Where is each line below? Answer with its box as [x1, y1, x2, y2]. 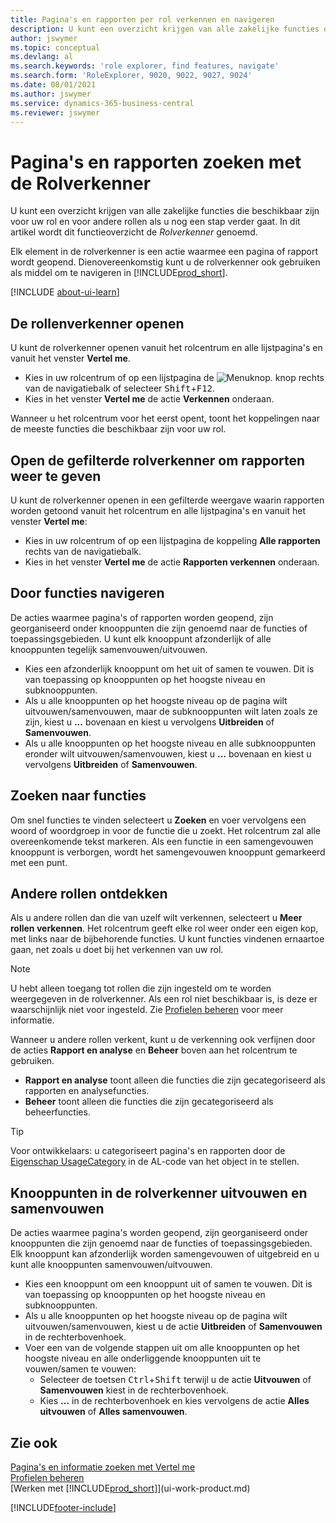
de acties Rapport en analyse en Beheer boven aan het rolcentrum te [10, 1044, 298, 1056]
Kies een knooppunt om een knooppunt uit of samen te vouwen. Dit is [24, 1278, 313, 1290]
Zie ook [10, 1434, 58, 1451]
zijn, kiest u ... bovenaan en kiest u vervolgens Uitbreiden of [24, 716, 275, 728]
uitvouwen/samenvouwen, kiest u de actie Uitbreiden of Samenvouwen [24, 1321, 323, 1333]
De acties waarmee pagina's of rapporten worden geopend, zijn [10, 611, 274, 623]
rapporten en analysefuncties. [24, 1085, 150, 1097]
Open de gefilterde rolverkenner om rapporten [10, 452, 306, 469]
